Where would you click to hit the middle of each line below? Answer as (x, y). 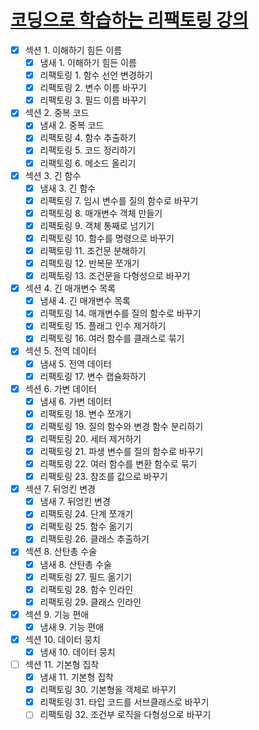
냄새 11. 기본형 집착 (76, 677)
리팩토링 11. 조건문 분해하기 (93, 250)
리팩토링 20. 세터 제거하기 (90, 438)
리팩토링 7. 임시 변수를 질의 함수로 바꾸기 (119, 200)
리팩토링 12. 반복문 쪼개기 (89, 263)
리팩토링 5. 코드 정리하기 (88, 150)
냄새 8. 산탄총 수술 (75, 564)
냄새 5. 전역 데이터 (75, 363)
